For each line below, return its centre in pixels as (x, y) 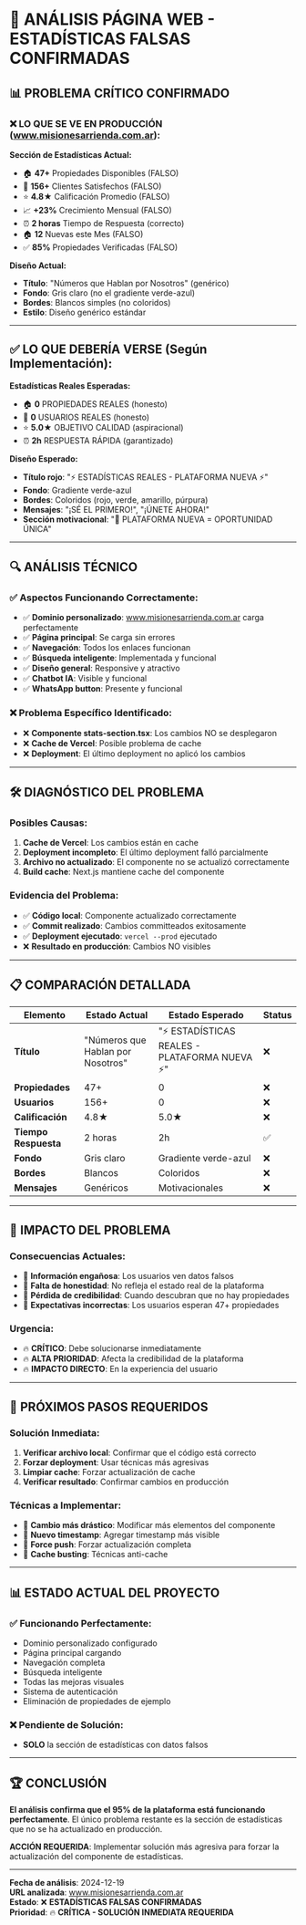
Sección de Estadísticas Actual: (71, 154)
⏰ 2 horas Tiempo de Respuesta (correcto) (103, 223)
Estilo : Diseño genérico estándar (84, 312)
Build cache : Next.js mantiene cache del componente (123, 872)
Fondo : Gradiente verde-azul (77, 490)
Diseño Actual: (38, 265)
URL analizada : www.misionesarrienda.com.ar (97, 1892)
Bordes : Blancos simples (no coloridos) (97, 302)
